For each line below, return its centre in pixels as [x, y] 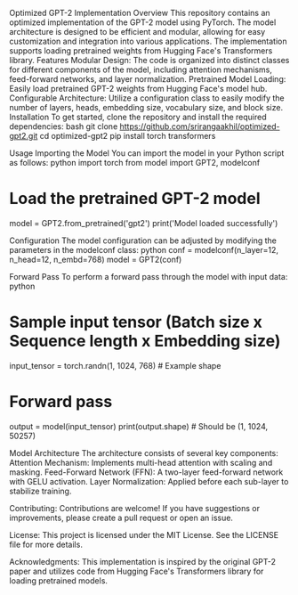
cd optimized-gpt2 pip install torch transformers [128, 136]
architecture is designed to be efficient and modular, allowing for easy [137, 32]
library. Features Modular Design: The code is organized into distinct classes [149, 60]
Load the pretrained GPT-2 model [135, 199]
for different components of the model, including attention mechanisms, [141, 69]
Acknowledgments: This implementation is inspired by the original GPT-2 [143, 561]
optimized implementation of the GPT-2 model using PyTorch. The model [143, 22]
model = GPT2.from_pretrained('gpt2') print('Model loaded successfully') [144, 223]
